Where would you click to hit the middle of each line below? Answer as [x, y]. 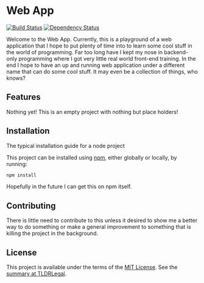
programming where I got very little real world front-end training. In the [107, 58]
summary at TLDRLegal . [37, 274]
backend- [176, 52]
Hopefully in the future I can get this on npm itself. [69, 187]
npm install [21, 175]
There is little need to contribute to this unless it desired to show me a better [102, 220]
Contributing [31, 205]
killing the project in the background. [52, 233]
